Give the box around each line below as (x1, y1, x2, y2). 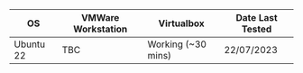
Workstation (73, 23, 128, 35)
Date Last (235, 12, 278, 23)
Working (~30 (147, 38, 207, 50)
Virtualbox (158, 17, 205, 30)
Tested (241, 23, 272, 35)
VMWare (80, 12, 120, 23)
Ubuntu (14, 38, 46, 50)
